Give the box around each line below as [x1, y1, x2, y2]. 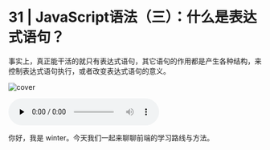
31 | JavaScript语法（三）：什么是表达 [8, 8, 257, 26]
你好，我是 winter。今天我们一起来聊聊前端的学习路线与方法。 [8, 132, 215, 142]
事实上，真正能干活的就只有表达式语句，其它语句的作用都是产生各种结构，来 [8, 56, 262, 66]
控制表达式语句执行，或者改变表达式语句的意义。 [8, 66, 170, 75]
